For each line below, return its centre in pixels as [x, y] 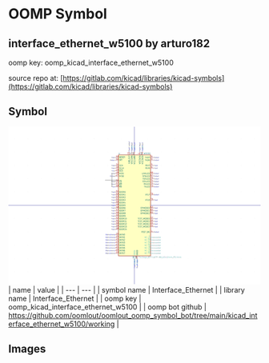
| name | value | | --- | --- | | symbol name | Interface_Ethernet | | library [127, 289]
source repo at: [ [36, 78]
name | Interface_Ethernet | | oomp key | [75, 298]
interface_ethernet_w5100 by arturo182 [109, 44]
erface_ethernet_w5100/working [62, 324]
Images [27, 349]
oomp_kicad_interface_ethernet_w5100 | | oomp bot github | [107, 307]
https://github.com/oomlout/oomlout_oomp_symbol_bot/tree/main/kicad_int [133, 315]
